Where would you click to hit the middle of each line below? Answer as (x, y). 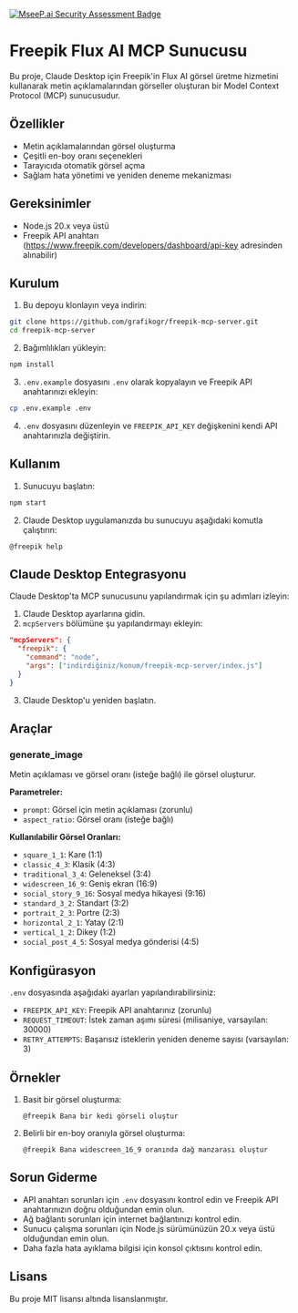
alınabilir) (40, 254)
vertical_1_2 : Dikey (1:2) (69, 932)
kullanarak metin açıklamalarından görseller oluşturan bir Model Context (144, 86)
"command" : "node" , (63, 657)
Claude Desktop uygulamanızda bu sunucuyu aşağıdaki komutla (143, 520)
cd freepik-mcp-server (52, 331)
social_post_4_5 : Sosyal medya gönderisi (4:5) (111, 942)
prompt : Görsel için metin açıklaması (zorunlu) (108, 810)
